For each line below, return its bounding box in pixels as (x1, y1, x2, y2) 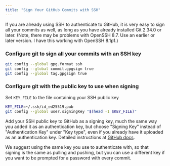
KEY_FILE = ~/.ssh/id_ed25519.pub (5, 104, 73, 109)
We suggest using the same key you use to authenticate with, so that (5, 144, 149, 150)
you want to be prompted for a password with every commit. (5, 155, 132, 161)
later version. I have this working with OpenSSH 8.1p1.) (5, 37, 118, 44)
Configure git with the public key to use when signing (5, 83, 139, 90)
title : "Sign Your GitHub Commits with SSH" (5, 7, 101, 13)
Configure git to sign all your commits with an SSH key (5, 50, 142, 57)
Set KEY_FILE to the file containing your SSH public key (5, 94, 119, 100)
